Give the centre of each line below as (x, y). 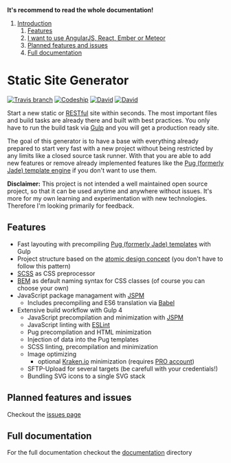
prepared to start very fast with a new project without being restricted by (110, 148)
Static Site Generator (68, 80)
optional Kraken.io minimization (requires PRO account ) (116, 361)
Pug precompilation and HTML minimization (89, 332)
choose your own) (43, 288)
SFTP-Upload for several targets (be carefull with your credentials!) (123, 368)
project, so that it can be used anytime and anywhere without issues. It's (110, 191)
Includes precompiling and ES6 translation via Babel (101, 302)
